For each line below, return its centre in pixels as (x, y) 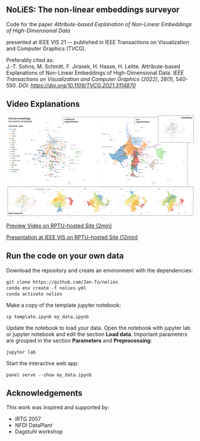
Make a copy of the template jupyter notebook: (64, 305)
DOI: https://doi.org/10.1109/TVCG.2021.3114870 (77, 85)
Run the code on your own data (65, 256)
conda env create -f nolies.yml (46, 288)
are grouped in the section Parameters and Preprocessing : (79, 340)
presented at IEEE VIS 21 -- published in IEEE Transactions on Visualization (98, 42)
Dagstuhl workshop (39, 431)
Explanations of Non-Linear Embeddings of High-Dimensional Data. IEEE (95, 73)
